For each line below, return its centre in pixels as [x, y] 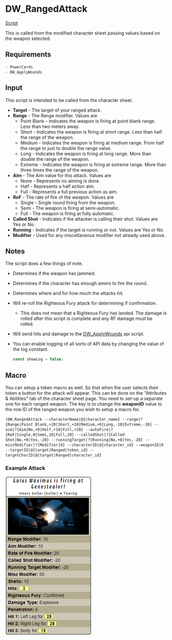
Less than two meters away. [50, 126]
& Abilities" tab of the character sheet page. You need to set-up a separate [84, 399]
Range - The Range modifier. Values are [55, 115]
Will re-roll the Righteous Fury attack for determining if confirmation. [85, 303]
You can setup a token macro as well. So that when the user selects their [82, 388]
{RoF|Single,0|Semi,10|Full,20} [40, 435]
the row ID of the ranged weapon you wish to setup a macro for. [73, 410]
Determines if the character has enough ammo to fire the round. [80, 283]
